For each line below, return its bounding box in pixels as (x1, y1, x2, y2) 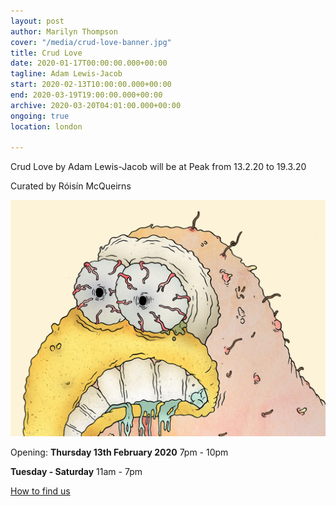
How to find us (10, 485, 71, 497)
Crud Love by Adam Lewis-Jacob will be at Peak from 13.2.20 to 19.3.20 (10, 161, 307, 173)
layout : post (10, 16, 65, 26)
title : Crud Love (10, 48, 83, 58)
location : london (10, 121, 83, 132)
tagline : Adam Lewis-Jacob (10, 69, 123, 79)
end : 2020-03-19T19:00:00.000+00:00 (10, 90, 163, 100)
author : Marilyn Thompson (10, 26, 118, 37)
